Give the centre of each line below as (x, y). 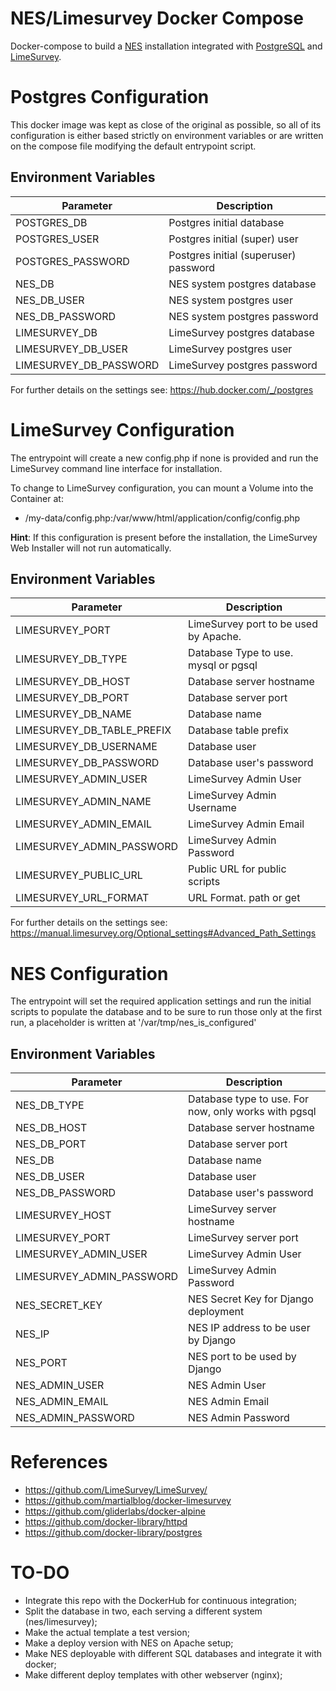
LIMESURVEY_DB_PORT (72, 698)
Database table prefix (238, 730)
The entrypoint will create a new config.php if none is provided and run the (164, 458)
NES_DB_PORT (51, 1144)
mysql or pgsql (223, 665)
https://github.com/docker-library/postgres (113, 1533)
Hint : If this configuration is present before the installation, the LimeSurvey (164, 537)
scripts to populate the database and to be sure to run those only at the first (166, 1012)
